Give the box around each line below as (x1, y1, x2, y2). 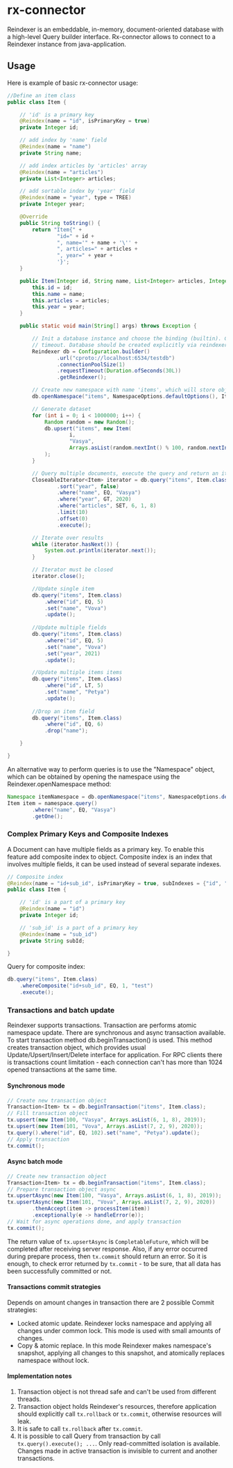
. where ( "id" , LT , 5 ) (44, 682, 104, 689)
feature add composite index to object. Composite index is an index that (7, 852, 213, 861)
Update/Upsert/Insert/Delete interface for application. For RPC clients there (7, 1051, 223, 1059)
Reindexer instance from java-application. (7, 40, 127, 48)
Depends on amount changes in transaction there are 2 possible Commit (7, 1298, 215, 1306)
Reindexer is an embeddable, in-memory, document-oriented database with (7, 25, 224, 33)
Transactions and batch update (7, 1005, 115, 1015)
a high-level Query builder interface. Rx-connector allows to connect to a (7, 32, 216, 40)
